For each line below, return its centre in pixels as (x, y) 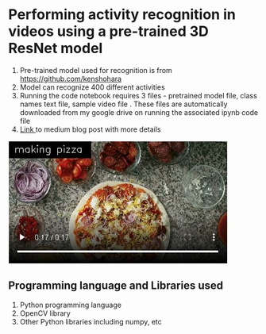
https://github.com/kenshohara (70, 79)
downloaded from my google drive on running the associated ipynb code (139, 112)
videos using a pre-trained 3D (108, 31)
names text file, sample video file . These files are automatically (123, 104)
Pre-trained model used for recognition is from (96, 70)
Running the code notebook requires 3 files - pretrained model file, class (139, 95)
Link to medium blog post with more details (90, 129)
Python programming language (70, 305)
